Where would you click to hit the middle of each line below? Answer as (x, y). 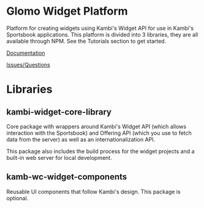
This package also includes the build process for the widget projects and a (100, 151)
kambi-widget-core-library (59, 112)
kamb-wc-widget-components (67, 177)
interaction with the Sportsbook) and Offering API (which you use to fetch (99, 133)
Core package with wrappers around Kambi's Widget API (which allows (96, 126)
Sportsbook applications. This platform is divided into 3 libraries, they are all (102, 34)
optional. (17, 198)
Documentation (26, 52)
